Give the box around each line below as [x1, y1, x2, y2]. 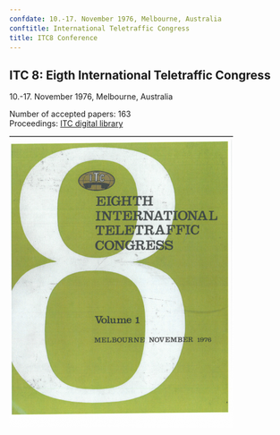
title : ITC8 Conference [9, 33, 98, 42]
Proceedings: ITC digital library [9, 118, 123, 129]
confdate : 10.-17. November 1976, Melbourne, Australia [9, 14, 222, 23]
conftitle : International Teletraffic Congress [9, 23, 191, 33]
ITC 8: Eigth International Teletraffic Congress [9, 67, 271, 82]
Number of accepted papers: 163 [9, 108, 132, 120]
